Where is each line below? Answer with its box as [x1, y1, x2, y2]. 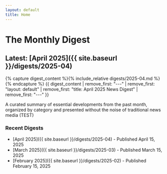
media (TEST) [5, 112, 34, 118]
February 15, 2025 [12, 163, 51, 169]
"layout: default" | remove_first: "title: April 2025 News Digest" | [5, 86, 138, 92]
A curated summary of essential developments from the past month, [5, 101, 148, 107]
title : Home [5, 12, 30, 17]
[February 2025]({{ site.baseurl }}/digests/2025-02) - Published [12, 157, 147, 163]
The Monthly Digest [5, 34, 90, 46]
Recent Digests [5, 124, 44, 132]
